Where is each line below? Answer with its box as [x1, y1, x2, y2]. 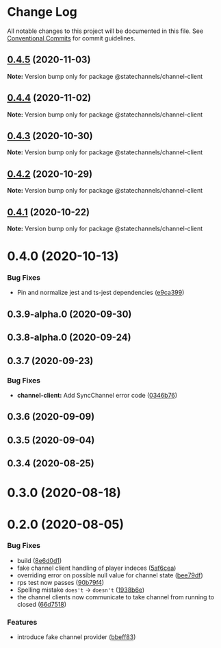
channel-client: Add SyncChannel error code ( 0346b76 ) [16, 391, 178, 399]
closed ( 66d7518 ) [16, 600, 67, 608]
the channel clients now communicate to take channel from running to [16, 592, 214, 601]
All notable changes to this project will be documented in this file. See [7, 27, 204, 35]
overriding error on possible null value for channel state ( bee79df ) [16, 571, 203, 579]
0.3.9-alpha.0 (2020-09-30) [7, 308, 132, 320]
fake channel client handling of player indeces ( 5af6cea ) [16, 564, 177, 572]
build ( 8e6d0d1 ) [16, 556, 62, 564]
